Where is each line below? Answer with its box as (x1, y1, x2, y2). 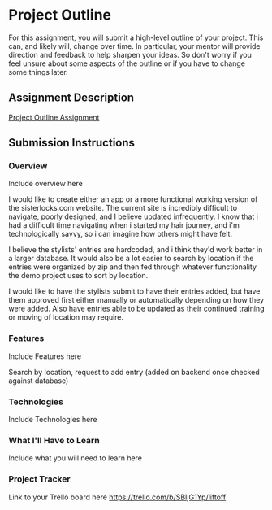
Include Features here (8, 351, 82, 361)
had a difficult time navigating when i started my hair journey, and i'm (8, 220, 240, 230)
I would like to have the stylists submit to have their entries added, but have (8, 286, 261, 296)
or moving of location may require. (8, 312, 124, 322)
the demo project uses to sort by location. (8, 271, 149, 281)
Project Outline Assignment (8, 112, 100, 122)
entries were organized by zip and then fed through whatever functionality (8, 262, 257, 272)
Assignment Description (8, 91, 135, 105)
